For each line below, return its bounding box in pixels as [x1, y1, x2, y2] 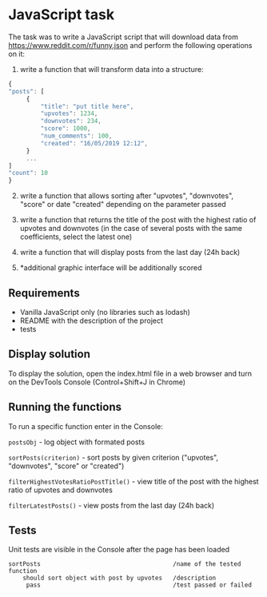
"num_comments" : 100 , [40, 132, 113, 141]
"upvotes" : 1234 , [40, 109, 98, 117]
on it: [8, 49, 26, 58]
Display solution [8, 348, 90, 361]
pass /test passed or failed [26, 581, 252, 589]
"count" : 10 [8, 169, 48, 177]
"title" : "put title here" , [40, 102, 134, 110]
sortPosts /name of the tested [8, 560, 241, 568]
